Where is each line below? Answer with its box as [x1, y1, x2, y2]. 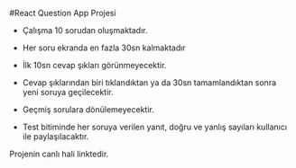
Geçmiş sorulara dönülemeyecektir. [22, 104, 155, 115]
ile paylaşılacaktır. [22, 131, 89, 142]
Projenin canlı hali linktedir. [9, 148, 109, 159]
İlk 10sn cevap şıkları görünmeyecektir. [22, 60, 167, 70]
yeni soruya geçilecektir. [22, 87, 115, 97]
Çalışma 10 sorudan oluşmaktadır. [22, 25, 148, 35]
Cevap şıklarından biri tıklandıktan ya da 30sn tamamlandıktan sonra [22, 77, 277, 88]
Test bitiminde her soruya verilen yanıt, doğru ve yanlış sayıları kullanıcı [22, 121, 287, 132]
